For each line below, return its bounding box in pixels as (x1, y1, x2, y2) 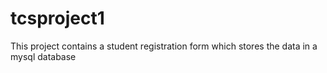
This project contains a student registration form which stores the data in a (10, 40, 318, 52)
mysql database (10, 50, 77, 62)
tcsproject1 (10, 7, 105, 30)
